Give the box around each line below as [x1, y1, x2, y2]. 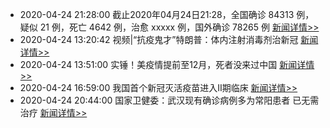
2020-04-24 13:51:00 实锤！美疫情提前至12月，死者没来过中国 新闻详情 [19, 59, 315, 70]
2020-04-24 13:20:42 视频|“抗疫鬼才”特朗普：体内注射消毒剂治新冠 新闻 [19, 34, 319, 45]
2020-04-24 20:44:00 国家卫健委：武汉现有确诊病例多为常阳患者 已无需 [19, 94, 320, 106]
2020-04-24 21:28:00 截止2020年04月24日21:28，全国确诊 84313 [19, 9, 295, 20]
